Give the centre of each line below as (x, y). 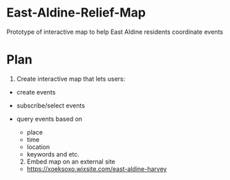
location (38, 147)
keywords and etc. (53, 154)
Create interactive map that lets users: (71, 79)
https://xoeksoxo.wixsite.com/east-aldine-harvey (97, 169)
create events (36, 92)
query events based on (49, 119)
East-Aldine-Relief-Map (76, 13)
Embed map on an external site (71, 161)
